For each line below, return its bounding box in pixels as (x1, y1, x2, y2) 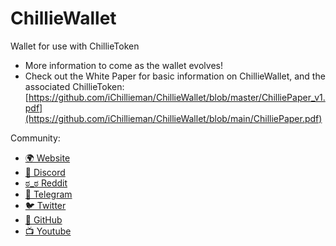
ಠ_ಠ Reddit (24, 177, 68, 189)
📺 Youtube (24, 225, 72, 237)
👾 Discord (24, 166, 66, 178)
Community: (10, 132, 61, 144)
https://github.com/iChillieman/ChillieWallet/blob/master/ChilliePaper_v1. (28, 91, 326, 103)
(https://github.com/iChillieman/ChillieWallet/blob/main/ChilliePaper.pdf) (24, 112, 323, 124)
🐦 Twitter (24, 199, 67, 211)
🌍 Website (24, 152, 71, 164)
